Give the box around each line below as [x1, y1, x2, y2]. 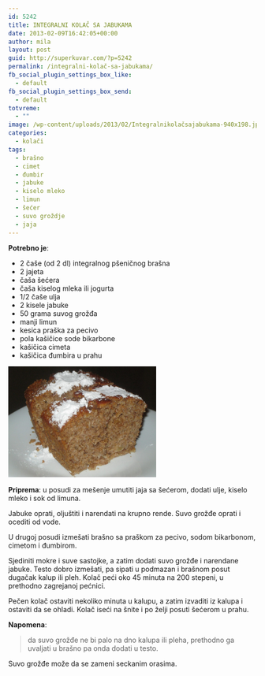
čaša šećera [19, 275, 60, 284]
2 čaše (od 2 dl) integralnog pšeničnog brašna [19, 258, 170, 268]
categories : [8, 129, 47, 137]
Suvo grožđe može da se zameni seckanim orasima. [8, 659, 177, 668]
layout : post [8, 46, 51, 54]
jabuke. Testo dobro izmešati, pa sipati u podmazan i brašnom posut [8, 564, 230, 574]
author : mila [8, 38, 51, 46]
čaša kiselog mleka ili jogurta [19, 284, 114, 293]
